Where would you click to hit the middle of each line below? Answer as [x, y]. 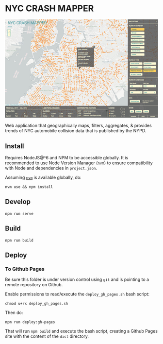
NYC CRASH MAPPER [49, 9]
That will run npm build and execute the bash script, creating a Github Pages [81, 331]
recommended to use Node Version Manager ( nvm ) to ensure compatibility [79, 163]
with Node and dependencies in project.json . [51, 168]
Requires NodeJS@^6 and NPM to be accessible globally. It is [67, 158]
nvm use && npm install [29, 187]
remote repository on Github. [34, 285]
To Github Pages [25, 269]
